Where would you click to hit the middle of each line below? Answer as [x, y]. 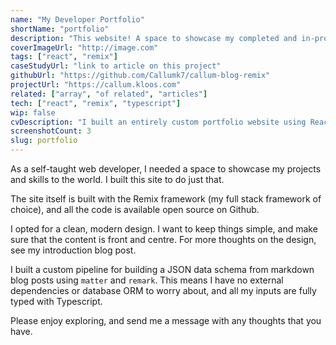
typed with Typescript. [56, 301]
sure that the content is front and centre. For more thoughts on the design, [163, 239]
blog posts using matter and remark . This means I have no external [147, 280]
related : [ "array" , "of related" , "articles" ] [109, 94]
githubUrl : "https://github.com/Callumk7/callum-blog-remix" [140, 76]
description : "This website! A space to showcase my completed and [154, 38]
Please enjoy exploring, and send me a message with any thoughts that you [166, 320]
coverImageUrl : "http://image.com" [84, 47]
